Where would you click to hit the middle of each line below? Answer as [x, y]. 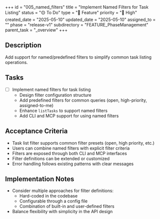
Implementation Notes [40, 179]
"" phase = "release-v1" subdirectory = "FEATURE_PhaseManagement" [77, 25]
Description [23, 45]
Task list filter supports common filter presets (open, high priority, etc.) [83, 143]
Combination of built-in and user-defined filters [67, 206]
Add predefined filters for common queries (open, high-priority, [83, 100]
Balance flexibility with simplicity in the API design [62, 212]
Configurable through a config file [53, 201]
